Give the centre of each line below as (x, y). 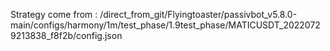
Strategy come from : (54, 14)
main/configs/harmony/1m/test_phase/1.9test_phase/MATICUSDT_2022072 (165, 25)
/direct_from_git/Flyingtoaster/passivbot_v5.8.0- (198, 14)
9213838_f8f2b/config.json (66, 35)
